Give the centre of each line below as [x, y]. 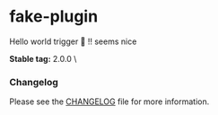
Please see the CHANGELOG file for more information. [109, 102]
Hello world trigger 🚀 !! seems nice [73, 41]
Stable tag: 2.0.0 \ [43, 58]
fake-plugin [54, 17]
